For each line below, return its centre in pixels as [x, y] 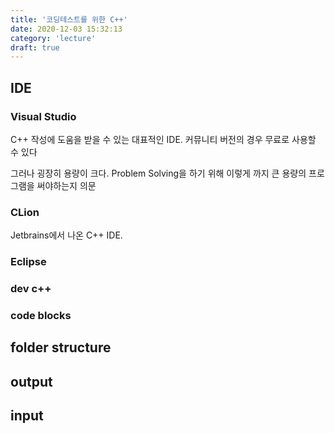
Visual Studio [43, 116]
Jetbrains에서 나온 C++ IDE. [66, 235]
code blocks [41, 315]
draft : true [35, 47]
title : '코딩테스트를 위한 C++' [69, 19]
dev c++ [31, 289]
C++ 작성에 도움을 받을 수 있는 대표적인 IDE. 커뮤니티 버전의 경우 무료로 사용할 [163, 139]
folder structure [61, 347]
